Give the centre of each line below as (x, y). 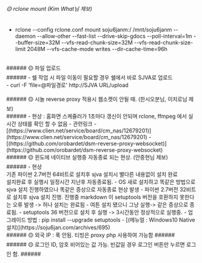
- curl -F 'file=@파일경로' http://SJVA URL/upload (67, 85)
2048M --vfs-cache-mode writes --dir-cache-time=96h (97, 49)
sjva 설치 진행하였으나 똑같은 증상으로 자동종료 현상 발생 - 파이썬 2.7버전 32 (96, 190)
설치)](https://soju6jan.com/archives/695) (58, 228)
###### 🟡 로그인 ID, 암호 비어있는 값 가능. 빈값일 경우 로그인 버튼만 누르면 (96, 245)
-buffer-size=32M (38, 43)
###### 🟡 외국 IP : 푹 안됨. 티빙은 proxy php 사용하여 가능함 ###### (91, 235)
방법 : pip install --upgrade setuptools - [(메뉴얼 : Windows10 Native (111, 220)
